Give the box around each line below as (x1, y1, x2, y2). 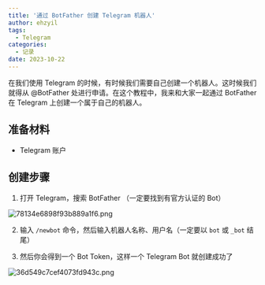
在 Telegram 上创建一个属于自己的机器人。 (8, 98, 147, 107)
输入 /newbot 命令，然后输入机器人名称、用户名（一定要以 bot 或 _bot (19, 225, 245, 235)
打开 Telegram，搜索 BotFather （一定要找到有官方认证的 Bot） (19, 193, 226, 202)
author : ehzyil (8, 19, 58, 27)
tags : (8, 26, 26, 34)
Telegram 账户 (19, 145, 67, 154)
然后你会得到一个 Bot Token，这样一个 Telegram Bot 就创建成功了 (19, 251, 233, 261)
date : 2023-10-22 (8, 56, 65, 64)
